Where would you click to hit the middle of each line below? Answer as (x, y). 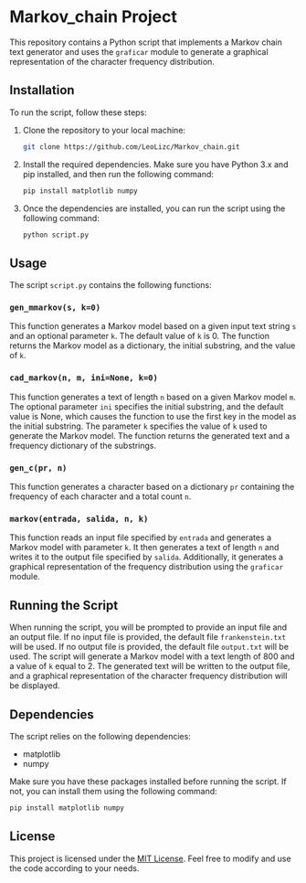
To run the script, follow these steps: (79, 112)
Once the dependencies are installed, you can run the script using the (154, 208)
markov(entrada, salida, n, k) (79, 519)
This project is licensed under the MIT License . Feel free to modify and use (150, 858)
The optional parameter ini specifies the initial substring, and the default (147, 406)
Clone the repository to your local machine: (104, 130)
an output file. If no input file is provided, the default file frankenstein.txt (148, 637)
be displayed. (35, 686)
